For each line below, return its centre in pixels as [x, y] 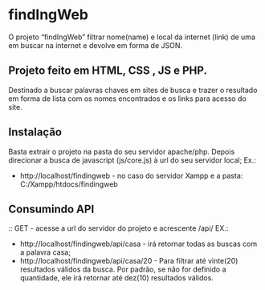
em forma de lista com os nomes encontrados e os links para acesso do [127, 99]
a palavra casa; [45, 252]
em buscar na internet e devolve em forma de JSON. [96, 45]
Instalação [35, 133]
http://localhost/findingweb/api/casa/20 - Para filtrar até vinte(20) [129, 261]
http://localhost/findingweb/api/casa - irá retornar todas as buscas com [139, 244]
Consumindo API [51, 209]
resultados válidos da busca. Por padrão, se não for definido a [123, 269]
